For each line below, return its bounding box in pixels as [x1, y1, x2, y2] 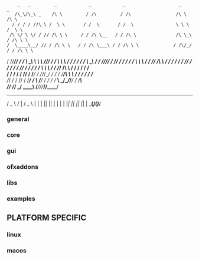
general [6, 114, 30, 123]
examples [6, 194, 35, 203]
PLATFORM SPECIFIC [6, 212, 87, 223]
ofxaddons [6, 162, 39, 171]
